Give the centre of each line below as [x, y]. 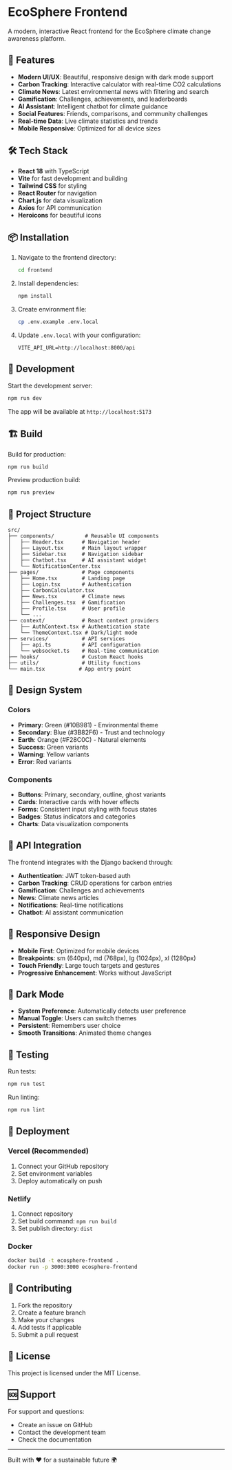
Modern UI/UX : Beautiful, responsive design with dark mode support [116, 77]
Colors [19, 710]
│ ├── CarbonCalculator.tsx [51, 591]
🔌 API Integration [45, 846]
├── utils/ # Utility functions [74, 663]
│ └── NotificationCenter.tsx [54, 566]
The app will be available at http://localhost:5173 [80, 411]
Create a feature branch [52, 1312]
